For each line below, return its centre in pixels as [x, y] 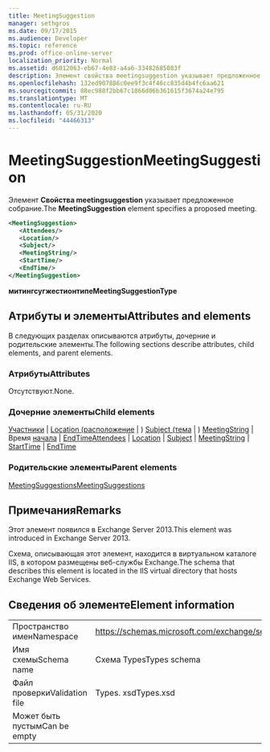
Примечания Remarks [65, 510]
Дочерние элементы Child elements [82, 411]
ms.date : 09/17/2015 [43, 31]
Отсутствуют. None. [41, 390]
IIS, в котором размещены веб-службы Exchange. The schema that [122, 562]
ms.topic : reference [43, 46]
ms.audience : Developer [48, 38]
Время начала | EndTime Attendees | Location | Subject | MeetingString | [129, 438]
